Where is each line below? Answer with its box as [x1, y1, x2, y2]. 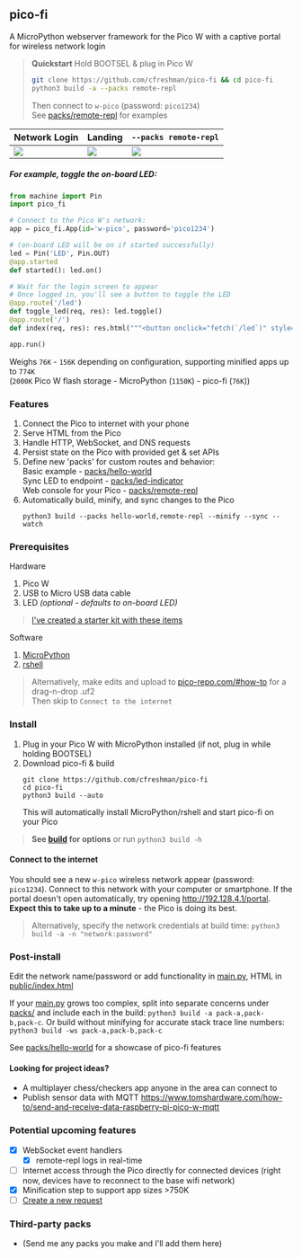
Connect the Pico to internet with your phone [22, 418, 190, 429]
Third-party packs [9, 1218, 92, 1230]
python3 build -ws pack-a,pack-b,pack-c [9, 1026, 164, 1036]
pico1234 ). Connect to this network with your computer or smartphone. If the [9, 883, 293, 894]
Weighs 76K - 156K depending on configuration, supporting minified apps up [9, 356, 289, 367]
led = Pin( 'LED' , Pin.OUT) [9, 249, 111, 258]
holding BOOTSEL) [22, 748, 93, 758]
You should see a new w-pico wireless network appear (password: [9, 873, 254, 884]
